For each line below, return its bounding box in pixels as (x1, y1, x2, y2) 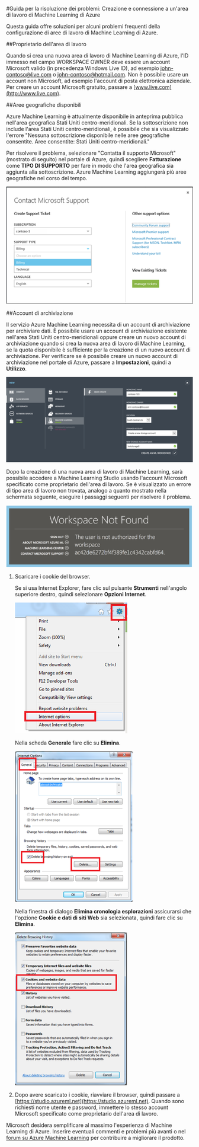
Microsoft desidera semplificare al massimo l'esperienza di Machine (6, 1122, 172, 1129)
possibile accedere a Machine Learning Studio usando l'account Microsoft (6, 474, 188, 481)
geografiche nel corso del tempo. (6, 175, 88, 181)
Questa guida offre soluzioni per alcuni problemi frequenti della (6, 23, 161, 30)
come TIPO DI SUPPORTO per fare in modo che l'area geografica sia (6, 162, 174, 169)
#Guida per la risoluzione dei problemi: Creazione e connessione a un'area (6, 5, 188, 12)
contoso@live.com (6, 71, 52, 78)
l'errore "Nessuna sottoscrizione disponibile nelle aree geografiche (6, 132, 170, 139)
